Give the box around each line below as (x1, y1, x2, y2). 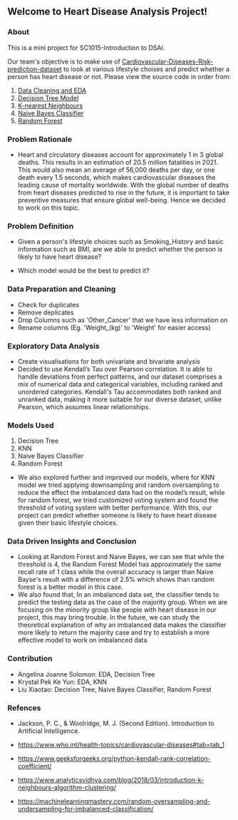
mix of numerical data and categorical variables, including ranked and (17, 379, 223, 388)
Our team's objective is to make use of (7, 57, 121, 66)
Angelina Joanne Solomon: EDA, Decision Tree (17, 670, 155, 678)
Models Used (7, 420, 54, 430)
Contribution (7, 654, 53, 664)
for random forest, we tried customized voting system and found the (17, 496, 219, 505)
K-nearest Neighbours (17, 101, 83, 110)
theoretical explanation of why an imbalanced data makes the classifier (17, 620, 227, 630)
